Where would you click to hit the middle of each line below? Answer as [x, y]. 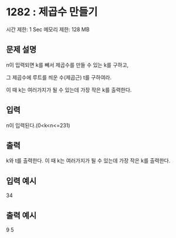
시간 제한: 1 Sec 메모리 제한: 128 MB [48, 29]
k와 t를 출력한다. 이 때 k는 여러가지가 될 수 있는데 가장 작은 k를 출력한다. [88, 161]
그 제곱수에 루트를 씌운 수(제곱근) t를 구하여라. [59, 77]
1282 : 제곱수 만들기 [52, 12]
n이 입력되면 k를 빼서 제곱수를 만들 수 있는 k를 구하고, [67, 64]
